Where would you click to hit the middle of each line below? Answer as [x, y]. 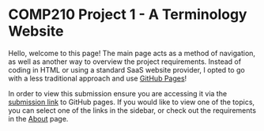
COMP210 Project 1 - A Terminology [128, 15]
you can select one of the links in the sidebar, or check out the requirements [132, 110]
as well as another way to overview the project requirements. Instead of [125, 62]
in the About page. [38, 118]
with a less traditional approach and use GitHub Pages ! [98, 78]
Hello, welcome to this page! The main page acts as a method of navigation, [132, 53]
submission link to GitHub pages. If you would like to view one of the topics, [132, 102]
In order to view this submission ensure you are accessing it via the [118, 93]
